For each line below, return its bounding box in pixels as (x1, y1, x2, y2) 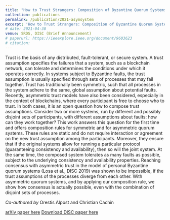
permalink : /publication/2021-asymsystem (5, 17, 94, 22)
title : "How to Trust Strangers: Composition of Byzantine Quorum (5, 7, 148, 13)
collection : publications (5, 12, 60, 17)
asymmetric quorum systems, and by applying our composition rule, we (5, 178, 155, 184)
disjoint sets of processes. (5, 189, 60, 196)
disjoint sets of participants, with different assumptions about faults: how (5, 114, 157, 120)
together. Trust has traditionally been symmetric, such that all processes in (5, 81, 161, 87)
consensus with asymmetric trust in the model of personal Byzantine (5, 162, 148, 168)
